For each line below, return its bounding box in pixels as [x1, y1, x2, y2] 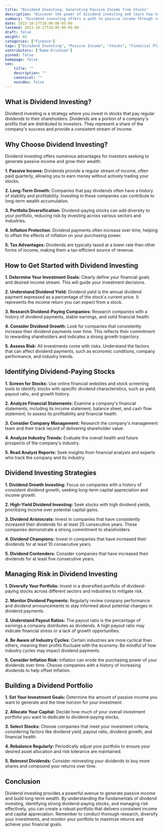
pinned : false [5, 52, 34, 58]
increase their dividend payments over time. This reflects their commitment [5, 329, 155, 335]
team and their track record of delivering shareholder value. [5, 425, 125, 431]
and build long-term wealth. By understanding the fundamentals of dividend [5, 795, 157, 801]
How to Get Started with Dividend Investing [5, 261, 138, 270]
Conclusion [5, 777, 41, 786]
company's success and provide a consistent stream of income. [5, 126, 133, 132]
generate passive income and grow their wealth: [5, 158, 101, 164]
